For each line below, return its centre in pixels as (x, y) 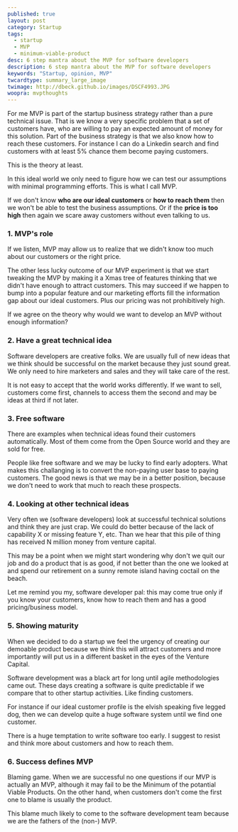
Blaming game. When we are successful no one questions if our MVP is (112, 777)
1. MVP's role (30, 234)
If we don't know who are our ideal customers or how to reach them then (116, 201)
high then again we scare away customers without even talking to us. (109, 215)
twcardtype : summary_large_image (57, 80)
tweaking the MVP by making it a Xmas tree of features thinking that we (112, 278)
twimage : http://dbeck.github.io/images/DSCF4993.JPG (89, 87)
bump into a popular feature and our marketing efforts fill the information (114, 293)
